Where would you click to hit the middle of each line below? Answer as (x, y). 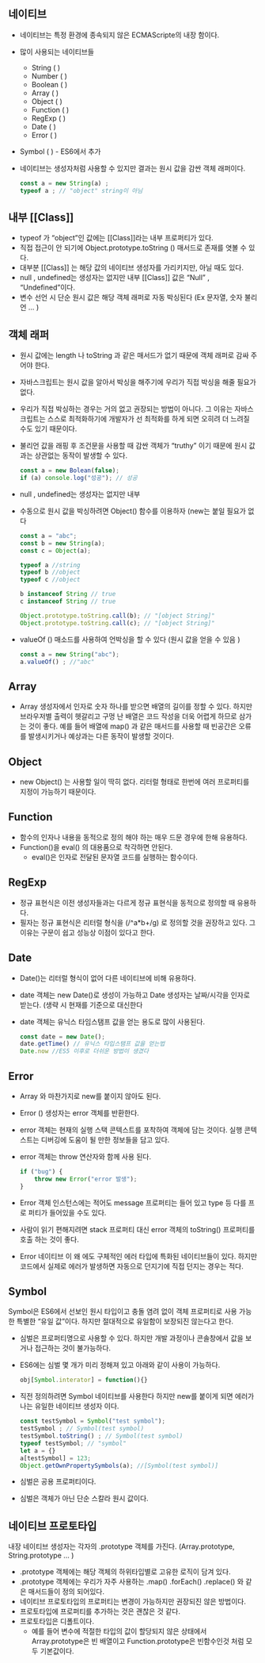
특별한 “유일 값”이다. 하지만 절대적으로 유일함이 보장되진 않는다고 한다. (125, 1321)
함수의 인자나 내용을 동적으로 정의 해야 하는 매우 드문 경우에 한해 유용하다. (133, 837)
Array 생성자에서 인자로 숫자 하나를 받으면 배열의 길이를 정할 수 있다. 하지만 (136, 707)
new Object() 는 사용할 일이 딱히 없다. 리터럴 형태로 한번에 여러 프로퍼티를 (134, 782)
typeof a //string (50, 565)
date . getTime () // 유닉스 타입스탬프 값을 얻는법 (92, 1044)
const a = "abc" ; (48, 536)
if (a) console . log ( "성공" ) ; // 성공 (78, 478)
